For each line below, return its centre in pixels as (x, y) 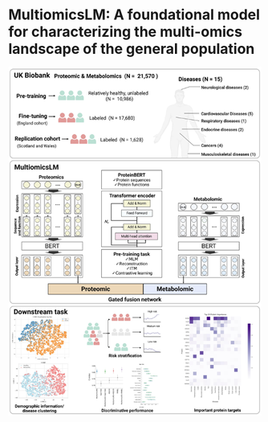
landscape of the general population (132, 49)
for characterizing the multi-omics (126, 32)
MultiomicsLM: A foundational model (134, 15)
